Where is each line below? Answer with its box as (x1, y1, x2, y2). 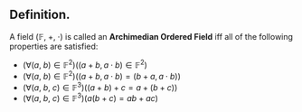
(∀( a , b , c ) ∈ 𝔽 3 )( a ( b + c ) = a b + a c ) (22, 91, 158, 104)
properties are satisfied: (9, 41, 99, 51)
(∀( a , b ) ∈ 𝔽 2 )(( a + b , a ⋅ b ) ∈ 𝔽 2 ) (22, 58, 147, 70)
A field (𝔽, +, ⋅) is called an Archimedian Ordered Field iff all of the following (9, 31, 294, 42)
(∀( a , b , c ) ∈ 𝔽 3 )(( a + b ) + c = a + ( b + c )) (22, 80, 178, 93)
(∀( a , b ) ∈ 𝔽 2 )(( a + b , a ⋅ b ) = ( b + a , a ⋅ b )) (22, 70, 181, 82)
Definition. (9, 7, 71, 23)
